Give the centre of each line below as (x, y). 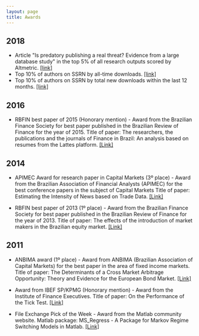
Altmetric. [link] (33, 68)
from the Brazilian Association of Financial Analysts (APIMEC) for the (99, 183)
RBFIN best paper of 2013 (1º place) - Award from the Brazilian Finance (101, 208)
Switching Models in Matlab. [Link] (57, 327)
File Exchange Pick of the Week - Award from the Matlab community (98, 314)
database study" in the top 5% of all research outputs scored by (93, 62)
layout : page (22, 12)
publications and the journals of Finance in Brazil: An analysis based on (102, 138)
